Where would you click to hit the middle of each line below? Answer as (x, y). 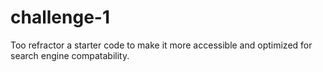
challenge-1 (60, 17)
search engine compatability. (70, 55)
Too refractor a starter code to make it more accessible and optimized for (161, 45)
